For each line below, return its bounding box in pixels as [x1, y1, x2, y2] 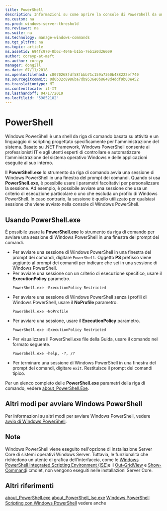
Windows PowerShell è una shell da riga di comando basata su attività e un [5, 133, 159, 140]
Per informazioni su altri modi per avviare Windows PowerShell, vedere [5, 413, 151, 419]
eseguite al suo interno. [5, 160, 54, 166]
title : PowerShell [5, 7, 43, 12]
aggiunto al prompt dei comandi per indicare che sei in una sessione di [12, 260, 158, 266]
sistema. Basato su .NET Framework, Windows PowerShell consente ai [5, 144, 150, 150]
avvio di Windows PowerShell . [5, 418, 67, 424]
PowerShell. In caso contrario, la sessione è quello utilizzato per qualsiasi [5, 196, 155, 202]
